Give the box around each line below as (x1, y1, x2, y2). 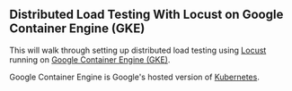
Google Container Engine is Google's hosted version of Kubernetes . (9, 71, 261, 82)
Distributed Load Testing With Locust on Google (9, 7, 284, 22)
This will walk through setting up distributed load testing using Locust (9, 45, 267, 55)
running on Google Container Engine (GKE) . (9, 54, 171, 65)
